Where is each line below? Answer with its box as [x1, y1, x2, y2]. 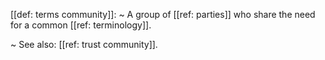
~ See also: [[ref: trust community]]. [10, 39, 158, 50]
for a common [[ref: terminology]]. [10, 19, 152, 31]
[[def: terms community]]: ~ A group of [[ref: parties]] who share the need [10, 9, 316, 20]
